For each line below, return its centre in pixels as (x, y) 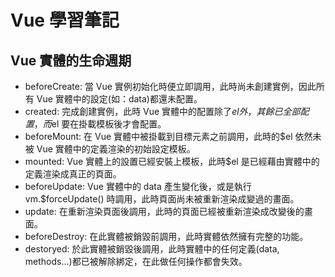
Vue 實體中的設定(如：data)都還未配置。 (119, 99)
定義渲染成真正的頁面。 (73, 174)
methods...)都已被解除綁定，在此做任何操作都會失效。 (136, 261)
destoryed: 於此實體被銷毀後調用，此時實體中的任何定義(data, (152, 249)
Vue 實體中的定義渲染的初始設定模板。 (116, 149)
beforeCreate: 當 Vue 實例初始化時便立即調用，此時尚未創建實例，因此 (170, 86)
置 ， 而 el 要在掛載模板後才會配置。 (95, 124)
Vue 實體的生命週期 (71, 60)
